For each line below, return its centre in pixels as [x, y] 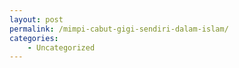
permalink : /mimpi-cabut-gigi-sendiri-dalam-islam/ [119, 29]
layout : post [36, 19]
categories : [34, 38]
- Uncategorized [61, 47]
